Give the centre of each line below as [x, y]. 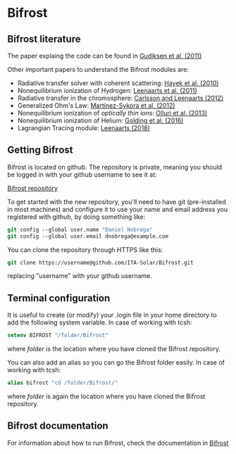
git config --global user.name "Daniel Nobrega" [80, 229]
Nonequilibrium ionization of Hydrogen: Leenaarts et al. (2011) [107, 90]
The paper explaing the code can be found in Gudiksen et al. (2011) [105, 56]
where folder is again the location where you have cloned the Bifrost [106, 396]
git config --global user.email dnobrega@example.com [88, 236]
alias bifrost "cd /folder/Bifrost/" [63, 383]
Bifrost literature [44, 39]
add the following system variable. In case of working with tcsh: [100, 322]
